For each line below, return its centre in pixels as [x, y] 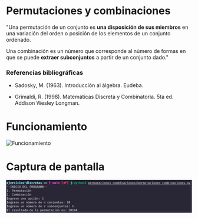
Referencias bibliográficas [45, 72]
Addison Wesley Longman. [47, 103]
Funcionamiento [47, 127]
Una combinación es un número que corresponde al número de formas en [96, 51]
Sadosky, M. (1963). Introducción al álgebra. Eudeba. [79, 85]
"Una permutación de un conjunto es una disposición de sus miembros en [97, 27]
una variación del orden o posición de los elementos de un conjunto [88, 33]
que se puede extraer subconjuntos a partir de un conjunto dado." [88, 57]
